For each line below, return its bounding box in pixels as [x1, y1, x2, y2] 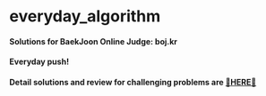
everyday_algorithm [9, 6, 161, 27]
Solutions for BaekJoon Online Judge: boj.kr [9, 36, 177, 46]
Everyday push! [9, 56, 70, 68]
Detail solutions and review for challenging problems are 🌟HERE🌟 [9, 76, 257, 87]
